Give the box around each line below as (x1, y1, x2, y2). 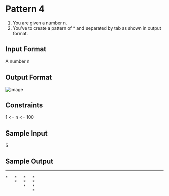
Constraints (5, 101, 43, 109)
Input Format (5, 45, 47, 53)
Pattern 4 (5, 3, 45, 15)
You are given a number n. (12, 20, 67, 26)
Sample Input (5, 129, 48, 138)
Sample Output (5, 157, 54, 165)
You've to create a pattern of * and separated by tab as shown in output (12, 25, 162, 31)
